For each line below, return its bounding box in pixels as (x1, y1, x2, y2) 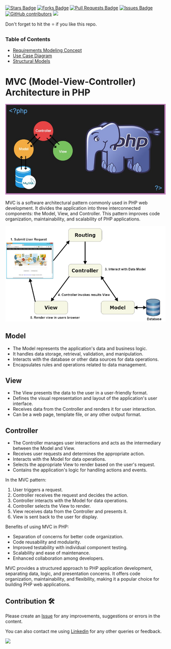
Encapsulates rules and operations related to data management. (12, 361, 147, 367)
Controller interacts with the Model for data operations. (12, 497, 128, 504)
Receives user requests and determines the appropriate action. (12, 451, 145, 457)
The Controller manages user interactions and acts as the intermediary (12, 440, 161, 446)
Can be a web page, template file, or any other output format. (12, 411, 141, 418)
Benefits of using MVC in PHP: (5, 523, 69, 530)
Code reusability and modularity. (12, 539, 81, 545)
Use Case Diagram (12, 53, 52, 59)
